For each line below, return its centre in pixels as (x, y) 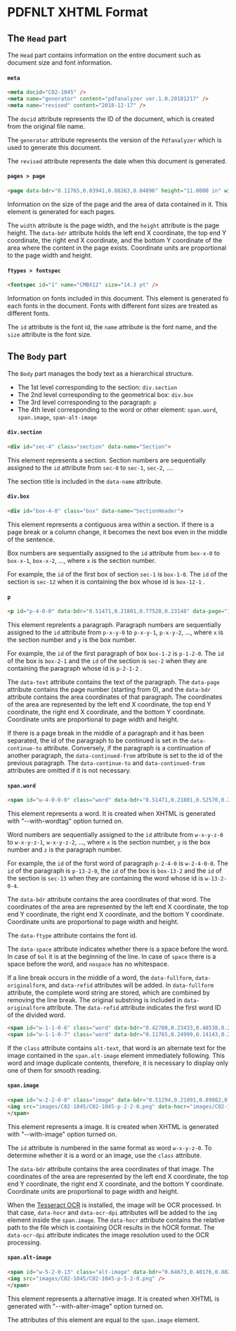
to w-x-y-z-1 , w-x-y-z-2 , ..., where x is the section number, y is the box (109, 843)
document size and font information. (60, 63)
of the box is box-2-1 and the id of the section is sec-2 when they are (107, 661)
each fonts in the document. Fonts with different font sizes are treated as (112, 305)
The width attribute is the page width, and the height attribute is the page (113, 225)
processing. (25, 1242)
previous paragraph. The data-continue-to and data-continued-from (106, 763)
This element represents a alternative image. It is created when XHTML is (113, 1299)
